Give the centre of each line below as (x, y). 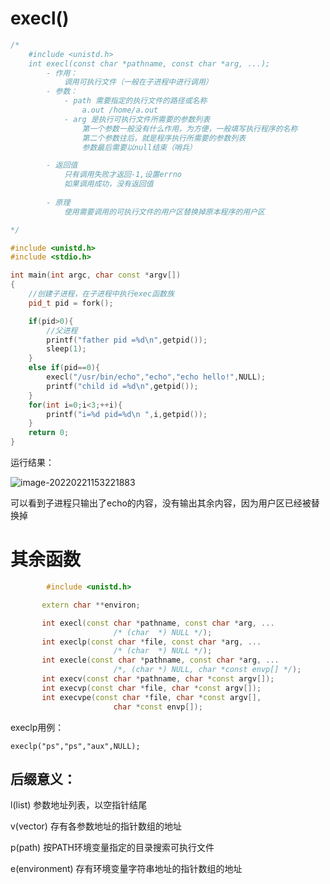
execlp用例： (37, 727)
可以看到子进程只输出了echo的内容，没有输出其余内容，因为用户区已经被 (161, 503)
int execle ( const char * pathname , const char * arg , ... (160, 660)
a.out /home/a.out (120, 110)
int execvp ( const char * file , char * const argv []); (151, 688)
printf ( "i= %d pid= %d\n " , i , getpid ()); (127, 414)
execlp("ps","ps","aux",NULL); (75, 746)
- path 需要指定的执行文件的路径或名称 (135, 101)
